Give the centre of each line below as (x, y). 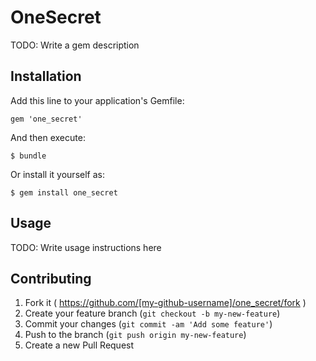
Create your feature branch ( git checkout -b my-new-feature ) (152, 313)
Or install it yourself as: (57, 174)
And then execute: (48, 137)
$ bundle (28, 156)
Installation (46, 76)
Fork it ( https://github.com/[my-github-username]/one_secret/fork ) (165, 303)
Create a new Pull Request (79, 345)
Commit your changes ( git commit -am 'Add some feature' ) (148, 324)
